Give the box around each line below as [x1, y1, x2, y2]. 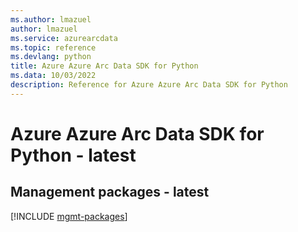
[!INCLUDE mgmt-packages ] [10, 210, 128, 222]
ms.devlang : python [10, 52, 92, 62]
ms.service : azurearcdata [10, 33, 118, 43]
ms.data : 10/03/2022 [10, 71, 97, 81]
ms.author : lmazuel [10, 14, 92, 25]
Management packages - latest [10, 184, 210, 201]
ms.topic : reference [10, 42, 97, 53]
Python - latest [10, 144, 137, 166]
